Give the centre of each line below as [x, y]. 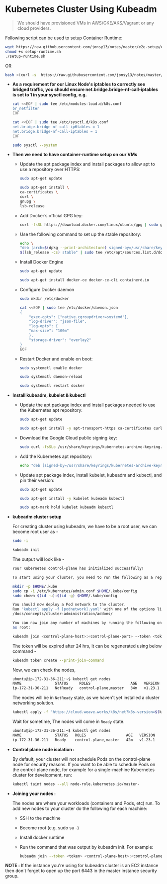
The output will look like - [38, 559]
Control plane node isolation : [43, 749]
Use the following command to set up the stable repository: [81, 234]
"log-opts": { [43, 326]
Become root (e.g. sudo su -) [49, 828]
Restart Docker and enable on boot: [56, 358]
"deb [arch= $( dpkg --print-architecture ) [63, 248]
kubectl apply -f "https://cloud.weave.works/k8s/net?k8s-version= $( [86, 712]
